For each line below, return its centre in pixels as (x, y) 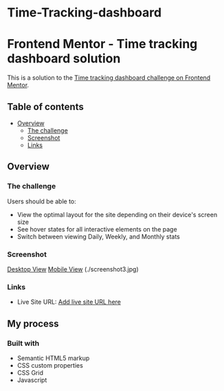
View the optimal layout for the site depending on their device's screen (117, 214)
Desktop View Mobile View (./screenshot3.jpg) (73, 269)
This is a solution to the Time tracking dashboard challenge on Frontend (109, 78)
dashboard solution (64, 59)
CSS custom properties (50, 365)
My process (33, 323)
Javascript (32, 380)
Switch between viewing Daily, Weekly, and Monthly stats (98, 236)
